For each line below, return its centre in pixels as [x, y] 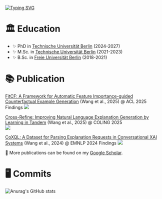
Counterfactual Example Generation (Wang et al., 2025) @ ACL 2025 [76, 101]
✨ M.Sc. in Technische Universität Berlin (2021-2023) [67, 51]
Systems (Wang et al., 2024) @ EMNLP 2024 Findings [61, 143]
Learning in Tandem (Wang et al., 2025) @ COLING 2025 [64, 122]
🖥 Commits [28, 174]
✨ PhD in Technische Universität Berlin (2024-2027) [66, 46]
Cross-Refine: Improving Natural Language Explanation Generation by [77, 117]
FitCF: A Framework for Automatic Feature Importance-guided [69, 96]
